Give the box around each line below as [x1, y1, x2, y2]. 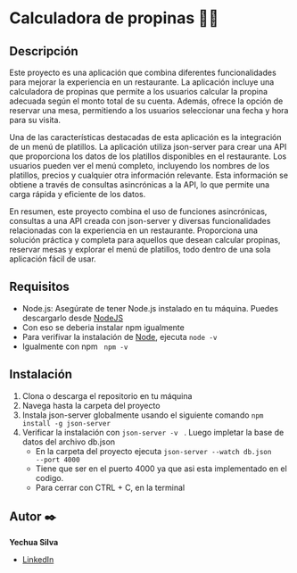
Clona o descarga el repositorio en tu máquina [21, 390, 193, 401]
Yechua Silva [9, 537, 59, 548]
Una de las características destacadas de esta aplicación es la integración [9, 132, 282, 142]
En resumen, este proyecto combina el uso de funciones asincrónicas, [9, 206, 268, 217]
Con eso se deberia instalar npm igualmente [21, 321, 185, 333]
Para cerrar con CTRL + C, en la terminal [35, 482, 186, 493]
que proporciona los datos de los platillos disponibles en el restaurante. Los [9, 151, 287, 162]
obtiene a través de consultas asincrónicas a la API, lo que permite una [9, 179, 270, 190]
